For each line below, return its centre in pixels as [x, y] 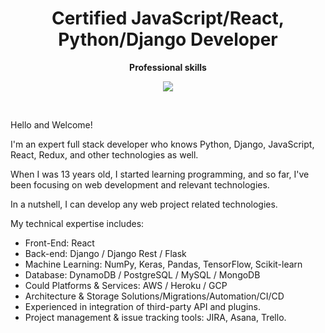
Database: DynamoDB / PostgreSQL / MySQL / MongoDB [142, 274]
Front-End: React [59, 243]
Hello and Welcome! [51, 124]
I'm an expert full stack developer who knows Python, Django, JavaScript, [162, 144]
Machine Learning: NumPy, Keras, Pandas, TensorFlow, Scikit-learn [163, 264]
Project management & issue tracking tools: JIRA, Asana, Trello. [155, 317]
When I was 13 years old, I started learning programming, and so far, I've [160, 174]
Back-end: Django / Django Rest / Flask [105, 253]
